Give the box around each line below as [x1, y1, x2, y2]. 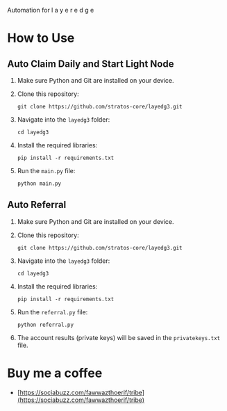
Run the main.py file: [17, 167, 76, 175]
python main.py [17, 180, 62, 187]
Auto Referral [7, 199, 67, 211]
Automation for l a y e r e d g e [7, 6, 94, 14]
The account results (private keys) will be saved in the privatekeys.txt [17, 333, 221, 341]
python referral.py [17, 321, 74, 328]
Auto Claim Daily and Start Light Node [7, 58, 174, 70]
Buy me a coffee [7, 365, 103, 381]
